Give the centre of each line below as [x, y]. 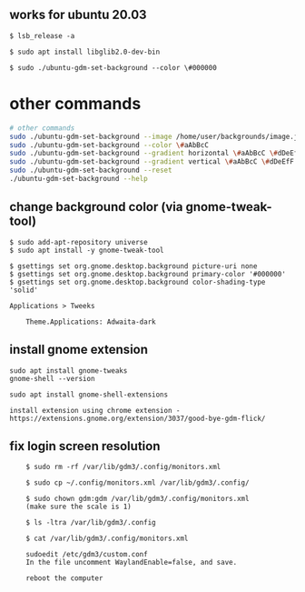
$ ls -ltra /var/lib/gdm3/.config [91, 523]
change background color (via [96, 207]
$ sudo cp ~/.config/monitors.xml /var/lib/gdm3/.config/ [138, 483]
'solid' [24, 290]
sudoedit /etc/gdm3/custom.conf [87, 555]
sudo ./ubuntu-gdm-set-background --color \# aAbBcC [109, 145]
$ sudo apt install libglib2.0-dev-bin [85, 52]
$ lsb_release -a [42, 35]
